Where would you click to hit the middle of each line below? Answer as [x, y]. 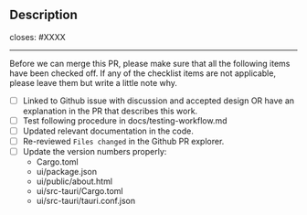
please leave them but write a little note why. [94, 82]
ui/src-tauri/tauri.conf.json [85, 201]
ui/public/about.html [74, 181]
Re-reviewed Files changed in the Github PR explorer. [123, 141]
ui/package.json [67, 172]
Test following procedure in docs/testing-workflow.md [125, 120]
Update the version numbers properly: [95, 152]
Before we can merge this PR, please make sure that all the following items [150, 63]
